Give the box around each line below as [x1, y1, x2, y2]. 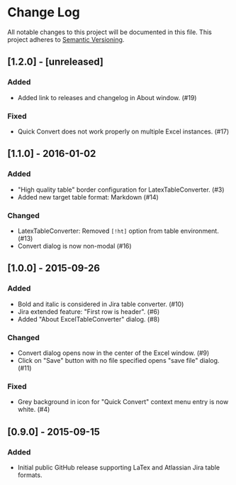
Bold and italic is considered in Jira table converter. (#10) [17, 300, 184, 308]
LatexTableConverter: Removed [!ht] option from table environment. [17, 227, 220, 235]
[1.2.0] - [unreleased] [7, 56, 104, 68]
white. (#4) [17, 405, 50, 414]
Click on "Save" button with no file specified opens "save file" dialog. [17, 356, 220, 364]
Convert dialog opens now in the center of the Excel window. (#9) [17, 349, 210, 357]
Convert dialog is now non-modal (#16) [17, 241, 133, 250]
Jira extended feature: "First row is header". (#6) [17, 307, 160, 316]
